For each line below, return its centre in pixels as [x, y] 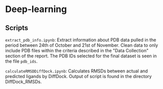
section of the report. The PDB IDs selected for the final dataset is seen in [81, 56]
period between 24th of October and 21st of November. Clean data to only [82, 45]
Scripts [17, 28]
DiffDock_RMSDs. [23, 82]
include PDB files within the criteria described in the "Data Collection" [77, 51]
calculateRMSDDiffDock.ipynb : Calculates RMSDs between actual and [77, 71]
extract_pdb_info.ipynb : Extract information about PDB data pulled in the [81, 40]
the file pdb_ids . [21, 61]
